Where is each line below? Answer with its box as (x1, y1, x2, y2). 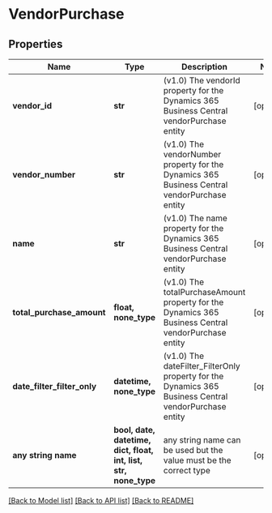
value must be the (163, 455, 232, 466)
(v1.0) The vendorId (163, 75, 240, 86)
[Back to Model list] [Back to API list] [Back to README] (8, 496, 194, 505)
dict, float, (113, 445, 154, 455)
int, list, (113, 455, 143, 466)
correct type (163, 465, 210, 476)
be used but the (163, 445, 223, 455)
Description (181, 62, 228, 72)
